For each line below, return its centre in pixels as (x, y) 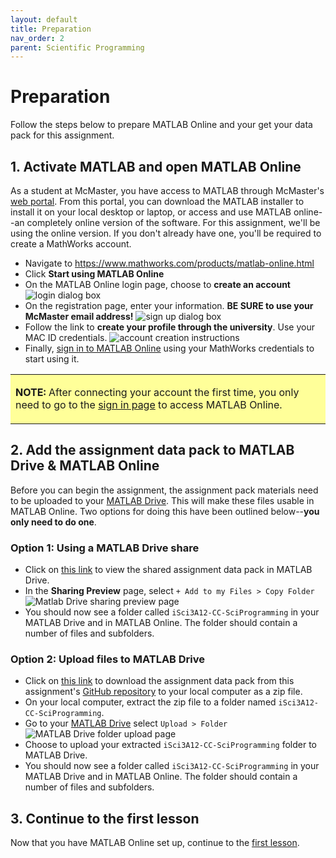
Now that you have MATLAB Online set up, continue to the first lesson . (155, 843)
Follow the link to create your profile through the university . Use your (169, 327)
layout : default (44, 19)
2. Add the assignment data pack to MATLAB (152, 450)
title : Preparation (51, 29)
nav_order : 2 (37, 38)
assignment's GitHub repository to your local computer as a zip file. (163, 692)
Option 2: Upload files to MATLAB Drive (108, 659)
